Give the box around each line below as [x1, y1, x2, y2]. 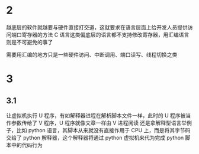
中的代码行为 [11, 141, 43, 148]
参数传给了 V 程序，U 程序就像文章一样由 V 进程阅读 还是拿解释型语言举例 [11, 119, 192, 126]
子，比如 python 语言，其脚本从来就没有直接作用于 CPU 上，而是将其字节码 [6, 126, 191, 133]
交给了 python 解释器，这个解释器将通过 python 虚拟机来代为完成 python [6, 134, 184, 141]
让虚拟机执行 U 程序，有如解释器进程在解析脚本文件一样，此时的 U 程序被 [6, 112, 186, 119]
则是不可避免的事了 [6, 38, 53, 45]
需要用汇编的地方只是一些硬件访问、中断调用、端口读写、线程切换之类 [6, 51, 178, 58]
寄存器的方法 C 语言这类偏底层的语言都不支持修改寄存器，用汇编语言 [21, 31, 190, 38]
